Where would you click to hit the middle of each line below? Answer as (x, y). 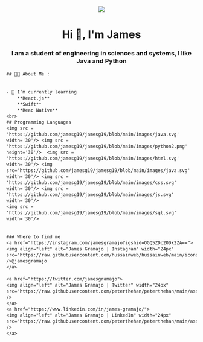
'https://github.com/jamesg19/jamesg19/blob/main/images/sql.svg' (92, 213)
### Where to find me (34, 237)
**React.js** (34, 98)
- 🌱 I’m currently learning (42, 92)
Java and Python (101, 61)
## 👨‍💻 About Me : (28, 74)
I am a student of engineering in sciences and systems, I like (101, 54)
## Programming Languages (39, 122)
